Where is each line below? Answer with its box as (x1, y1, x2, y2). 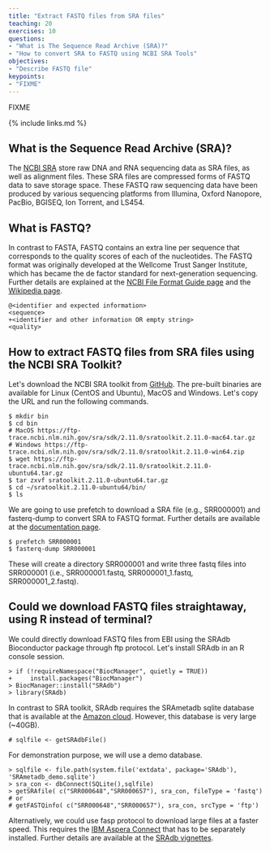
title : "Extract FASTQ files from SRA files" (8, 11, 165, 20)
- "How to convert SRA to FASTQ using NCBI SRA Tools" (8, 50, 198, 58)
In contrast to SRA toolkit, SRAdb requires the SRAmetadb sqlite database (8, 702, 255, 712)
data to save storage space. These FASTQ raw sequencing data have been (8, 180, 258, 190)
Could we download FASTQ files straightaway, (8, 600, 247, 614)
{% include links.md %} (8, 118, 88, 128)
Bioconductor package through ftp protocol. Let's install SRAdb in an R (8, 643, 245, 653)
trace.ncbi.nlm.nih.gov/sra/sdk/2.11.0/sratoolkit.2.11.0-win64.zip (8, 448, 245, 456)
